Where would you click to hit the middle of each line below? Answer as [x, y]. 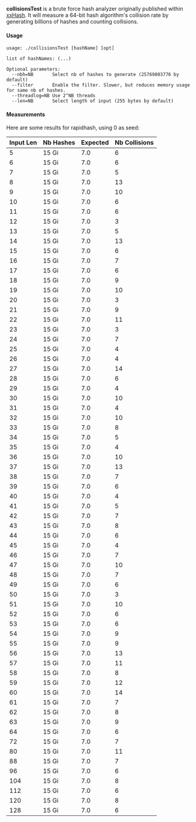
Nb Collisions [134, 143]
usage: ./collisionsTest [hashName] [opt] [60, 48]
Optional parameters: [33, 69]
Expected [95, 143]
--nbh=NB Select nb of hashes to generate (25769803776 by [96, 75]
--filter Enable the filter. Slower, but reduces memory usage [101, 85]
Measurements [26, 114]
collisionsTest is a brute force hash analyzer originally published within [95, 9]
